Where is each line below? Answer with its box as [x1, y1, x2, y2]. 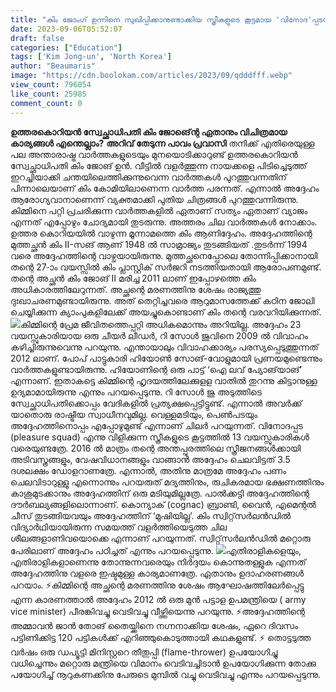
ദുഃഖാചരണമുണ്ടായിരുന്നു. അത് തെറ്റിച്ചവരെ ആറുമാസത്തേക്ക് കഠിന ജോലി [10, 294, 315, 306]
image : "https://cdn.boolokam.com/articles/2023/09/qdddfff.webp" [10, 71, 293, 81]
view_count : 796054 [10, 80, 92, 90]
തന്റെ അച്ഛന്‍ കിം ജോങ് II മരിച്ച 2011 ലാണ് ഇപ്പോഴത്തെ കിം [10, 272, 257, 284]
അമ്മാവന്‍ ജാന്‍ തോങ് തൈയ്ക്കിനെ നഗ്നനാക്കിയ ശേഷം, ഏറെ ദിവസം [10, 619, 298, 631]
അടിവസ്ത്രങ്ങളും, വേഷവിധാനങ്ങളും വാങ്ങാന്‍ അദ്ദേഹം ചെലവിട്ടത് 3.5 [10, 453, 291, 465]
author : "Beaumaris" [10, 61, 97, 71]
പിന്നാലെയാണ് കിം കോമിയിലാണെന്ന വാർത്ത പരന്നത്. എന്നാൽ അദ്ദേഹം [10, 182, 320, 194]
